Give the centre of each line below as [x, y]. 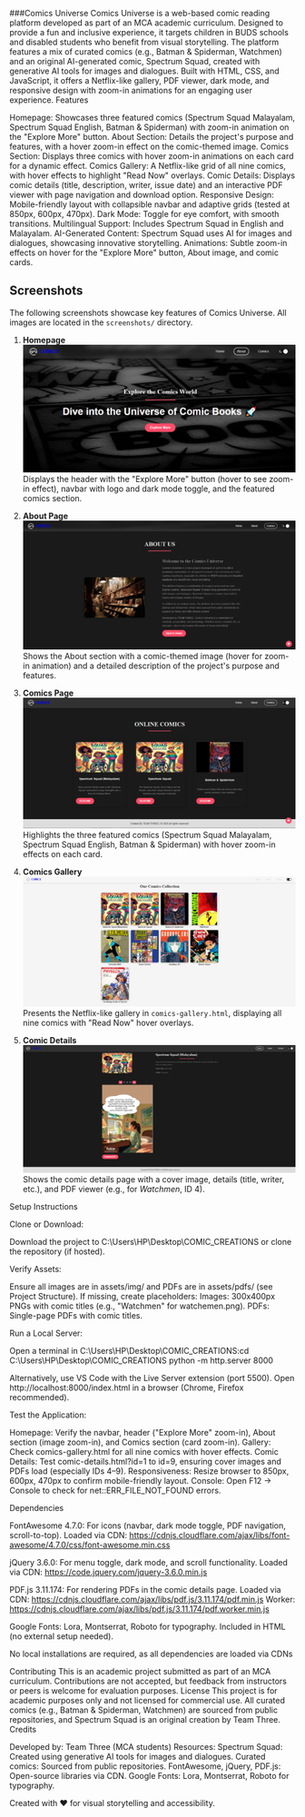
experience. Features [49, 100]
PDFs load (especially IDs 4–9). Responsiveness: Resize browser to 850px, [149, 1471]
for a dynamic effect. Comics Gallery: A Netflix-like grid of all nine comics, [148, 166]
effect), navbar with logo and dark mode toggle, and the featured [153, 489]
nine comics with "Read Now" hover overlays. [108, 1022]
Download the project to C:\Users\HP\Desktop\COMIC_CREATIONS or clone [151, 1242]
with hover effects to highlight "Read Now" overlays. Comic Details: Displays [152, 175]
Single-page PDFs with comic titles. [76, 1316]
